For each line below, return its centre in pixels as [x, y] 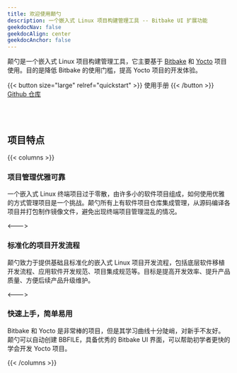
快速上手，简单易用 [40, 314]
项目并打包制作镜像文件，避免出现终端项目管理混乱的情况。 [94, 212]
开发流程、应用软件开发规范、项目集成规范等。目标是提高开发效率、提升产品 [119, 271]
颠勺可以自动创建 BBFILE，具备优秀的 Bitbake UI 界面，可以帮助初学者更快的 [119, 339]
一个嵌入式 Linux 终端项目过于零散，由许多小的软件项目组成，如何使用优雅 [116, 194]
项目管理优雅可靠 [36, 177]
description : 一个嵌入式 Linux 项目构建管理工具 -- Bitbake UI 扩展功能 [108, 21]
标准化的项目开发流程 [44, 245]
